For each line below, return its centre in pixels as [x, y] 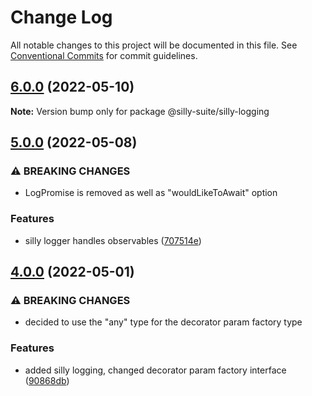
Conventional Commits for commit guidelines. [104, 55]
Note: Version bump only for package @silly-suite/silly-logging [140, 111]
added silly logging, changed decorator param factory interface [155, 370]
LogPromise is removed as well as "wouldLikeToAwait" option [151, 193]
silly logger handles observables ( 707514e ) [113, 240]
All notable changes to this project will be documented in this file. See [154, 45]
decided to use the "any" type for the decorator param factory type [163, 322]
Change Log [61, 17]
